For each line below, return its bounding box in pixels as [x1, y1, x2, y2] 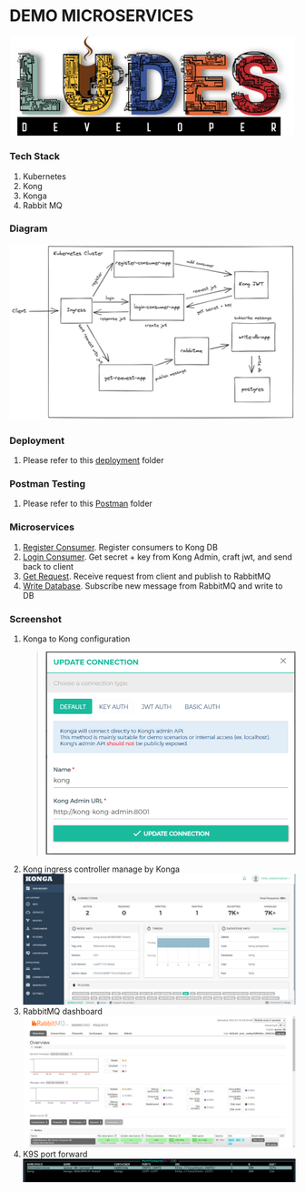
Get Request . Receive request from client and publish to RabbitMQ [22, 571, 271, 581]
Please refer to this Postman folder [22, 498, 152, 510]
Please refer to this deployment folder [22, 455, 164, 466]
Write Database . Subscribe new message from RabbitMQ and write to [22, 580, 283, 591]
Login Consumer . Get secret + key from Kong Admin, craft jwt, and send [22, 551, 293, 562]
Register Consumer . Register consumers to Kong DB [22, 541, 218, 552]
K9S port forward [22, 1148, 88, 1159]
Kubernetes [22, 170, 66, 182]
